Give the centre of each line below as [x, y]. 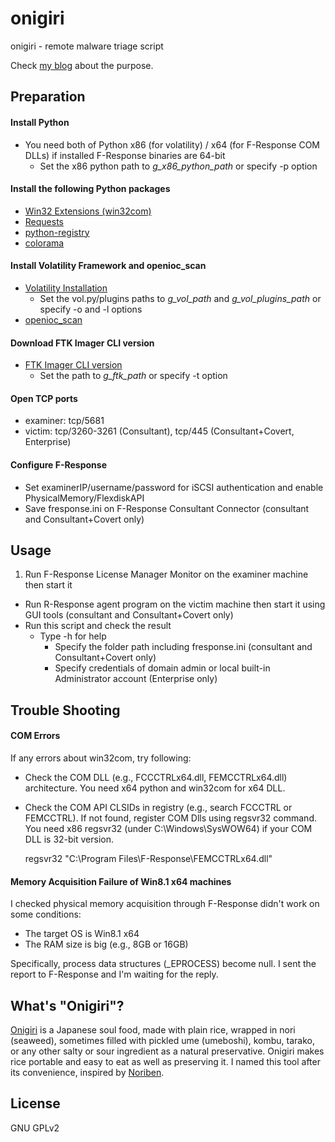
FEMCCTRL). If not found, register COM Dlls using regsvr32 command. [170, 818]
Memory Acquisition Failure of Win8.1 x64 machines [121, 881]
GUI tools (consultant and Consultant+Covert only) [129, 615]
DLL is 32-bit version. [69, 839]
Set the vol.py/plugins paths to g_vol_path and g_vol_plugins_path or [180, 298]
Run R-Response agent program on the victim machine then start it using [175, 604]
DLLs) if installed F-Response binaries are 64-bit [125, 155]
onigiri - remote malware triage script [87, 46]
